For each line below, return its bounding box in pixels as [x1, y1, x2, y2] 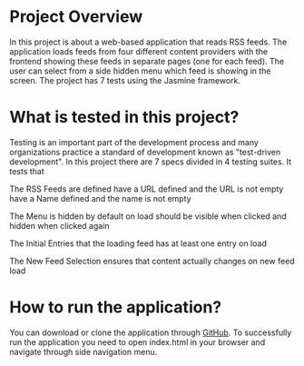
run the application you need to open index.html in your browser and [9, 336, 266, 347]
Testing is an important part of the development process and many [9, 136, 259, 147]
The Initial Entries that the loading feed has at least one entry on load [9, 238, 268, 249]
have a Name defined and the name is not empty [9, 193, 192, 203]
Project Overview [9, 6, 143, 27]
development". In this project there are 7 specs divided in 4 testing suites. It [9, 156, 292, 167]
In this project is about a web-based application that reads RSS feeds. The [9, 36, 288, 47]
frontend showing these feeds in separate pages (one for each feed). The [9, 55, 284, 66]
